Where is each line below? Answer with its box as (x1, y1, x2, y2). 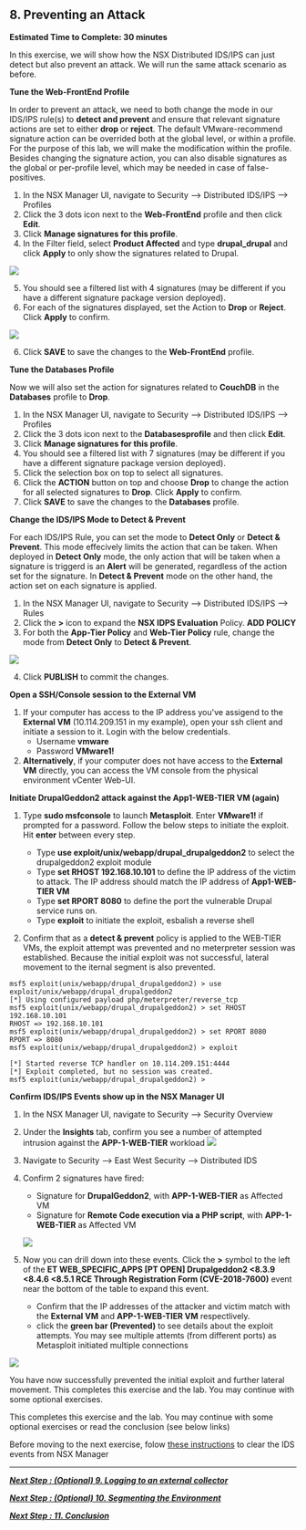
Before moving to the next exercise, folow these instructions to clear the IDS (9, 1439, 295, 1450)
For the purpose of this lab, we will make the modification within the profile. (9, 142, 292, 153)
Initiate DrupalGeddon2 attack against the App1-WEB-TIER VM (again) (9, 792, 280, 803)
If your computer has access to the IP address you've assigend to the (22, 706, 284, 717)
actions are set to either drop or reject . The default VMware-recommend (9, 123, 283, 134)
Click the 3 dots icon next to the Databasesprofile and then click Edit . (22, 428, 286, 439)
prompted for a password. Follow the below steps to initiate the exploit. (22, 819, 290, 830)
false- (247, 161, 270, 172)
